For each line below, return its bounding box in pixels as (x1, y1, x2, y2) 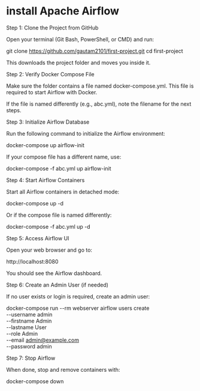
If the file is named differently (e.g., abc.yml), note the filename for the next (6, 100, 192, 108)
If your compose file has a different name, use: (6, 153, 122, 160)
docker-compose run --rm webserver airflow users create (6, 305, 150, 312)
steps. (6, 106, 22, 114)
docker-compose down (6, 377, 64, 385)
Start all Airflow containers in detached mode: (6, 188, 120, 195)
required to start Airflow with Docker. (6, 88, 98, 95)
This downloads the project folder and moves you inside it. (6, 59, 151, 66)
